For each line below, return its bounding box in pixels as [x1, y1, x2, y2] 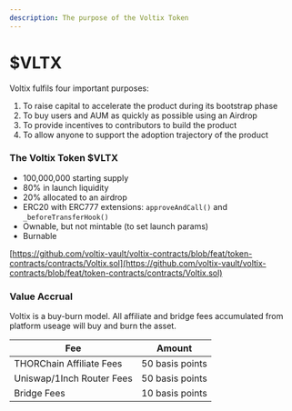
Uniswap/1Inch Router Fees [14, 372, 134, 385]
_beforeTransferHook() [22, 213, 109, 222]
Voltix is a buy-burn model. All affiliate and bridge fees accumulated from [9, 311, 284, 322]
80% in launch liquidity [22, 182, 109, 193]
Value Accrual [9, 290, 73, 303]
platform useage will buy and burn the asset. [9, 320, 177, 332]
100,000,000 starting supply [22, 172, 129, 183]
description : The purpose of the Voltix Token [9, 13, 189, 23]
